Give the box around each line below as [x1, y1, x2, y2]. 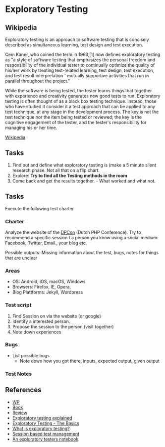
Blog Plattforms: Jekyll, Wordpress [12, 289, 83, 295]
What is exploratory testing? [12, 425, 70, 432]
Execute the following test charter [5, 205, 74, 211]
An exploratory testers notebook [12, 436, 79, 442]
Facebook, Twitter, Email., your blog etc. [5, 240, 87, 246]
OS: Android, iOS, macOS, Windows [12, 279, 86, 285]
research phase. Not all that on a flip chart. [12, 167, 100, 173]
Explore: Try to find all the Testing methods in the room [12, 172, 127, 178]
